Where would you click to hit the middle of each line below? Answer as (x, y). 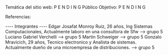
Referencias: (18, 17)
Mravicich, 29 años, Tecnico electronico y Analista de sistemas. (71, 42)
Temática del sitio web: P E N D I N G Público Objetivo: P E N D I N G (75, 7)
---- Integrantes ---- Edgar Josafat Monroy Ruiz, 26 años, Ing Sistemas (79, 26)
